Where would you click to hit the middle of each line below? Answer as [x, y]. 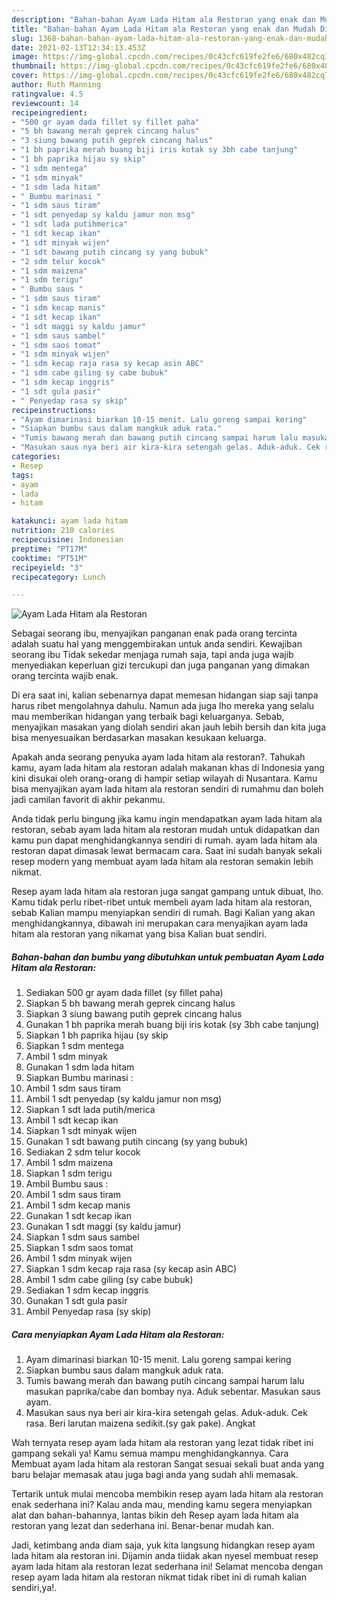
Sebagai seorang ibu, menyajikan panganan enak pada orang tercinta [154, 633]
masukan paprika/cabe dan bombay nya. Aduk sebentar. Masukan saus [173, 1392]
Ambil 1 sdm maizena [69, 1163]
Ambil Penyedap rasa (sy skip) [88, 1312]
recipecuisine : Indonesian [67, 540]
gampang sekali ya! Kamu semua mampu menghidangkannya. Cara [150, 1453]
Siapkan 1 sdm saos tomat [79, 1248]
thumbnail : [34, 66]
